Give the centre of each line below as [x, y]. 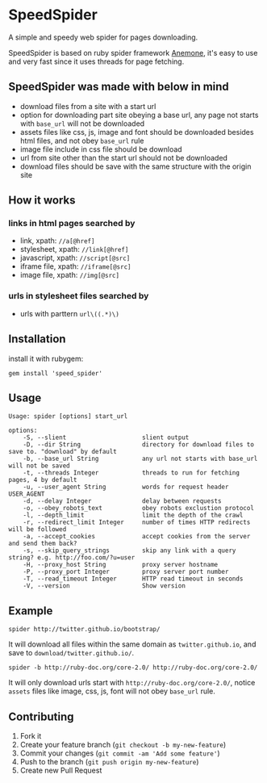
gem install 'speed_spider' [56, 373]
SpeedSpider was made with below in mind [119, 87]
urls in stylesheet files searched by [79, 296]
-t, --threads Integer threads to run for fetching [131, 473]
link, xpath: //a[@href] [57, 241]
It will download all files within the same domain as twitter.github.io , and [132, 644]
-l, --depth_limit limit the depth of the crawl [133, 515]
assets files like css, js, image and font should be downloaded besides [137, 132]
